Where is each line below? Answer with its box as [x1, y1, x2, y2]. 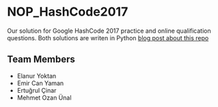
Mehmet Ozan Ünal [16, 93, 72, 102]
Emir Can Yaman [16, 79, 64, 87]
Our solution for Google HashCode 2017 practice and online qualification [7, 27, 211, 35]
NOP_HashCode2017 [7, 4, 128, 20]
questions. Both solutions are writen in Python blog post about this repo [7, 33, 209, 42]
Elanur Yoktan [16, 72, 57, 80]
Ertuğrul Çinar [16, 86, 57, 94]
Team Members [7, 54, 75, 65]
